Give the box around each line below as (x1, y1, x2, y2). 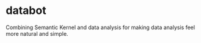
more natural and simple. (5, 30, 68, 37)
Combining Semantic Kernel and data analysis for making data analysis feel (5, 24, 196, 31)
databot (5, 4, 46, 18)
